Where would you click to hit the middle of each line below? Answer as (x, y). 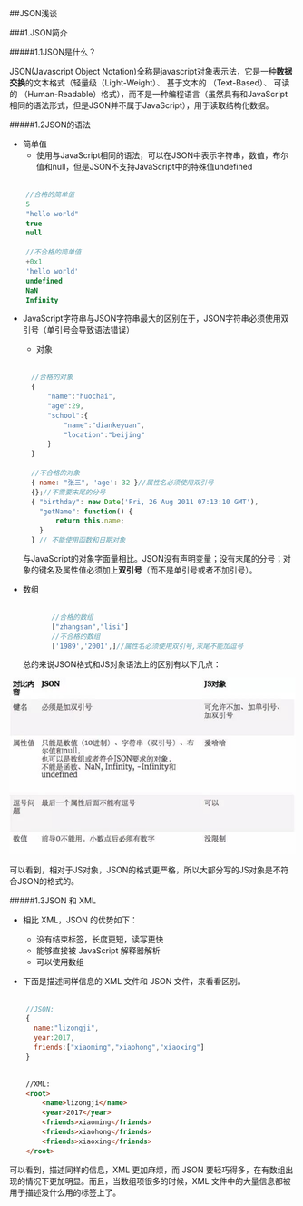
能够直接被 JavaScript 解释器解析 (98, 950)
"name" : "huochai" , (82, 396)
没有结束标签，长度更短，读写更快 (100, 939)
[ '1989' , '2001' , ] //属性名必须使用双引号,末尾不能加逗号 (147, 646)
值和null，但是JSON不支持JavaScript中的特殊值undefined (144, 167)
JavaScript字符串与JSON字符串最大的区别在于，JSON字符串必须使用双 (156, 319)
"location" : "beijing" (104, 434)
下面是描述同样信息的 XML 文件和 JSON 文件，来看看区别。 (134, 981)
